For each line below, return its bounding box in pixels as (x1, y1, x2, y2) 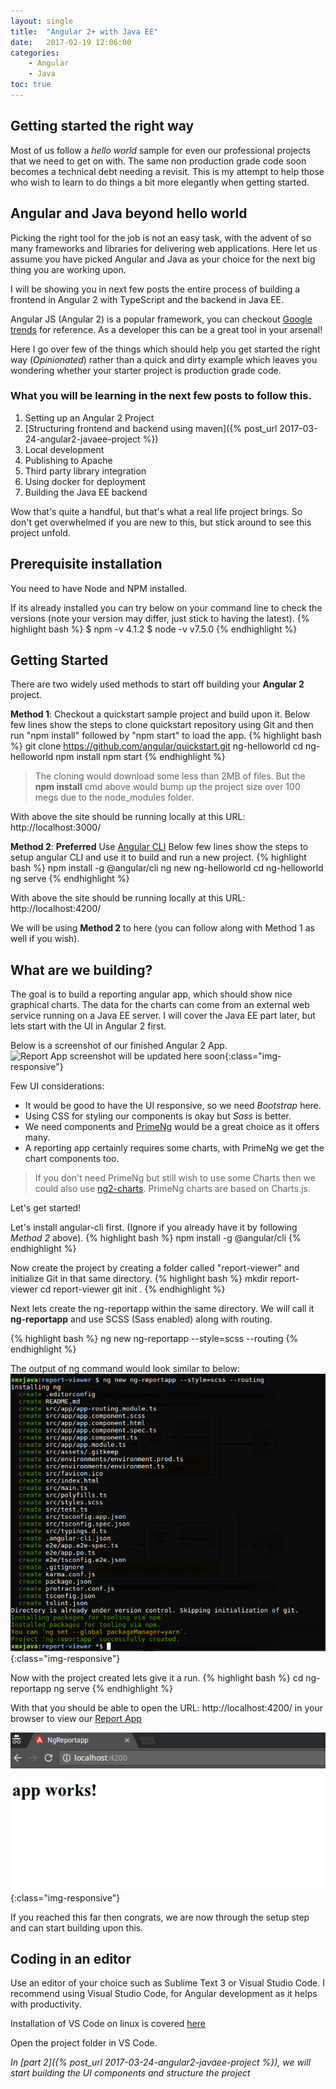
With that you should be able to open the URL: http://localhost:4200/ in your (10, 1701, 323, 1714)
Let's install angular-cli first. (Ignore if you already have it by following (10, 1221, 298, 1234)
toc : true (10, 80, 52, 90)
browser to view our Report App (10, 1712, 142, 1724)
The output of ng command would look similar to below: (10, 1363, 240, 1375)
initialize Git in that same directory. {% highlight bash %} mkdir (10, 1273, 268, 1285)
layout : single (10, 16, 74, 26)
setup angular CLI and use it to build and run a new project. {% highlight (10, 851, 307, 864)
